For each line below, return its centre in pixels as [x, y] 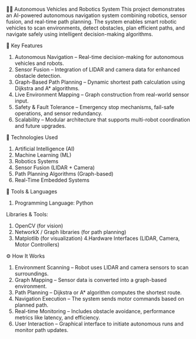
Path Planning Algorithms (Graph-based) [64, 174]
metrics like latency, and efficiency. [57, 317]
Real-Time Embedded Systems [52, 180]
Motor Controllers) [37, 244]
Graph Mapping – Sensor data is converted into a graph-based [90, 280]
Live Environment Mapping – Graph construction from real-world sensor [102, 95]
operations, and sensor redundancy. [59, 113]
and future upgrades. [40, 126]
